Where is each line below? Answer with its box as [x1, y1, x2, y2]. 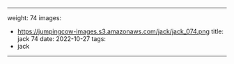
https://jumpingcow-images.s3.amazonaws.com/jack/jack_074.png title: [17, 27, 224, 35]
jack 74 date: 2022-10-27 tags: [17, 35, 107, 42]
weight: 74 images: [7, 14, 61, 22]
